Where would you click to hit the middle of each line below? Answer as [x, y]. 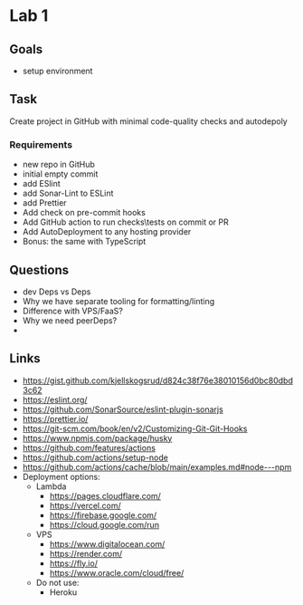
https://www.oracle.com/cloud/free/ [117, 572]
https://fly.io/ [73, 563]
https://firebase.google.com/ [103, 515]
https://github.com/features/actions [89, 447]
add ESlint [41, 184]
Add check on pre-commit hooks [84, 213]
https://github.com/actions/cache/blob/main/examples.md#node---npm [157, 466]
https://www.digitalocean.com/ [107, 543]
